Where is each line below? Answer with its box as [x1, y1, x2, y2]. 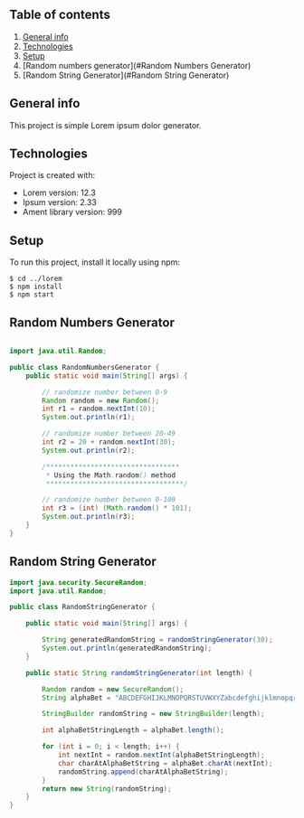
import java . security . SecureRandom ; [9, 578, 147, 587]
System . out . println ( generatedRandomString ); [42, 644, 213, 653]
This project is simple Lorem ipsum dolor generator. [9, 119, 202, 130]
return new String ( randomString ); [42, 784, 172, 794]
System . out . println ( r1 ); [42, 413, 136, 422]
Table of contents [9, 7, 110, 23]
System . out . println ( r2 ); [42, 446, 136, 455]
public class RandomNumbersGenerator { [9, 362, 160, 371]
